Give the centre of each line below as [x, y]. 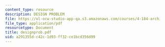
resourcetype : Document [29, 28]
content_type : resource [29, 10]
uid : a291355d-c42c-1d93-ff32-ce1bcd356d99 [50, 37]
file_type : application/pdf [34, 23]
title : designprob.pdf [28, 32]
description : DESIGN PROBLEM [35, 14]
